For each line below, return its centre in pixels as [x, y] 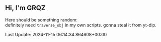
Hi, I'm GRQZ [25, 8]
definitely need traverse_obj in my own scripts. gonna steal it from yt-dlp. [81, 25]
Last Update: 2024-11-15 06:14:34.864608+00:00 [56, 34]
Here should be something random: [41, 20]
